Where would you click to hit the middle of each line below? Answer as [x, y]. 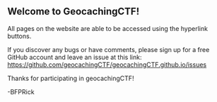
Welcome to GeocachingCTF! [74, 12]
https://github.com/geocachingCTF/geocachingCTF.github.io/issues [107, 64]
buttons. [19, 36]
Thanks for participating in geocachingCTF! [71, 78]
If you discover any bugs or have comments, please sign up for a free [108, 49]
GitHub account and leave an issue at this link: [75, 57]
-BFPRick [21, 91]
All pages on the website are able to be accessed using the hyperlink [108, 28]
